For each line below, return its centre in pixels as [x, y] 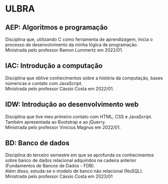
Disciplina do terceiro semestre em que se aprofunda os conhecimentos [80, 155]
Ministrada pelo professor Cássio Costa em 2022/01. [60, 88]
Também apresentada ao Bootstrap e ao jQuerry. [56, 122]
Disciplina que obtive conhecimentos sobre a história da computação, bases [84, 78]
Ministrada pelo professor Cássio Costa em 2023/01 [59, 176]
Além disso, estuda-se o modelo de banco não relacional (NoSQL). [74, 171]
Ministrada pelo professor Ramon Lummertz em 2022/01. [64, 50]
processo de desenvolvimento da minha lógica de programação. [72, 45]
